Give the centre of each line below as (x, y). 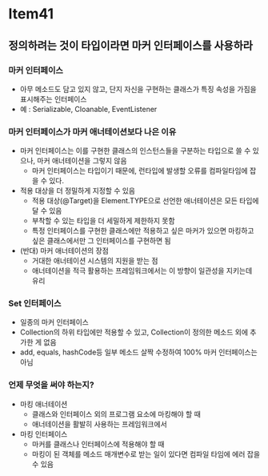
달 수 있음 (47, 211)
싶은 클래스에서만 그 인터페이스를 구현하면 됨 (101, 241)
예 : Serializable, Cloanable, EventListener (88, 109)
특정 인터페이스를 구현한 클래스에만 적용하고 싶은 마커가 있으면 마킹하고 (143, 231)
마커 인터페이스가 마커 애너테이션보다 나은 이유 (92, 131)
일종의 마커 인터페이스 (54, 322)
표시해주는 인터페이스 (53, 99)
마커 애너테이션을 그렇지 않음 (82, 161)
